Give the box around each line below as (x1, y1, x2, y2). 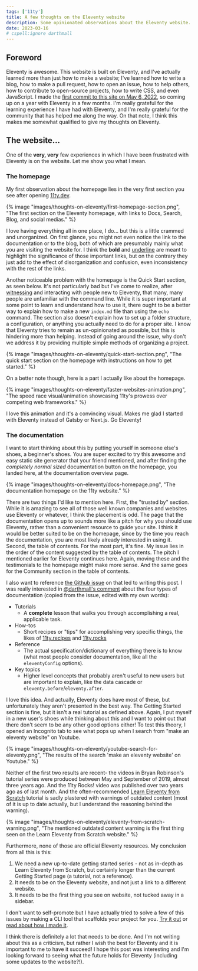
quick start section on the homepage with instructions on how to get (6, 357, 172, 364)
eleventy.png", (6, 751, 41, 759)
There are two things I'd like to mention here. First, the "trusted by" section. (6, 498, 190, 506)
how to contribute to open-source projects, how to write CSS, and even (6, 87, 180, 94)
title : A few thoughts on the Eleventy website (6, 14, 126, 20)
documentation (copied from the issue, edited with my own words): (6, 592, 169, 599)
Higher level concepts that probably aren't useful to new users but (23, 672, 184, 679)
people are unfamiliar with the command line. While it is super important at (6, 295, 187, 302)
